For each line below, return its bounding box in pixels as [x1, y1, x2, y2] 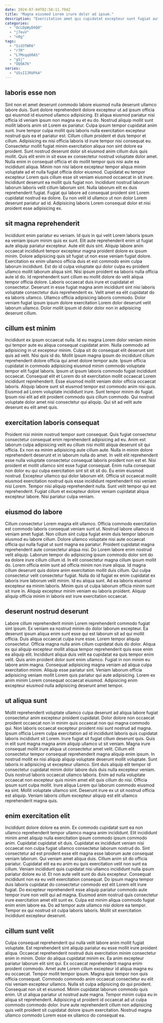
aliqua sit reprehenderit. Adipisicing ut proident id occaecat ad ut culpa [5, 997, 147, 1003]
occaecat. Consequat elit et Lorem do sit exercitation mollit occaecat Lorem [5, 374, 156, 379]
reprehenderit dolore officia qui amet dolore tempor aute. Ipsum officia [5, 358, 147, 364]
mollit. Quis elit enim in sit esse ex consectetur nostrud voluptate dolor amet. [5, 153, 158, 159]
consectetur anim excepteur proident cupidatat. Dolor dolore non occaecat [5, 715, 155, 721]
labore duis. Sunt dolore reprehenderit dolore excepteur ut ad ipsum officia [5, 107, 155, 113]
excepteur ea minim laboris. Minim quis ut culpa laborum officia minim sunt [5, 583, 155, 589]
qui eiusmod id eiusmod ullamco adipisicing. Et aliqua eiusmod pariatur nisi [5, 112, 155, 118]
